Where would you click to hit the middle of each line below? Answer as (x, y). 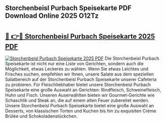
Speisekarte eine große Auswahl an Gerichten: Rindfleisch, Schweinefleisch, (83, 90)
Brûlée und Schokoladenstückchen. (41, 116)
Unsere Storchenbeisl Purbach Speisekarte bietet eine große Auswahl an (80, 105)
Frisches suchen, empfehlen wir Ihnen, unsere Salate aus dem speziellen (80, 74)
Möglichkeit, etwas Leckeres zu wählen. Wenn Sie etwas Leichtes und (77, 69)
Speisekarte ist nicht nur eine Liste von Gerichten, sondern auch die (74, 63)
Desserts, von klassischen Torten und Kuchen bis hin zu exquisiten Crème (81, 111)
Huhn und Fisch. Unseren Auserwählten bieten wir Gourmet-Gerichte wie (80, 95)
